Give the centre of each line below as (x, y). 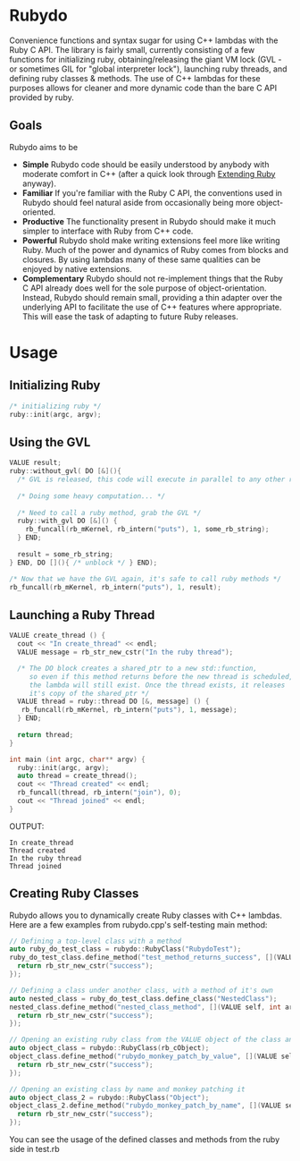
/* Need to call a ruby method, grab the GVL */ (109, 513)
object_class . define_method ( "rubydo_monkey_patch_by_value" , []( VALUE (143, 1056)
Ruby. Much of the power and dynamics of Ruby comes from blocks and (155, 250)
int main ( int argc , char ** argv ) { (77, 759)
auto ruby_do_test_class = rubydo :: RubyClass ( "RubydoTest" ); (125, 949)
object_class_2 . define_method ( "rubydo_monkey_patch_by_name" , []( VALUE (145, 1106)
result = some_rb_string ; (66, 554)
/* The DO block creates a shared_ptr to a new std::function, (137, 668)
